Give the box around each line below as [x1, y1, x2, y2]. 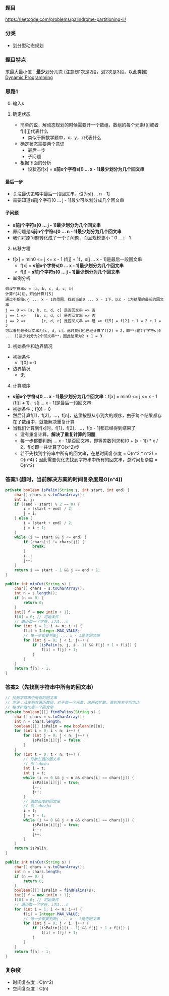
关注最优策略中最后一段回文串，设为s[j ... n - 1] [12, 191, 110, 197]
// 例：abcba [23, 761, 49, 766]
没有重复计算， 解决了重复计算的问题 [20, 431, 96, 437]
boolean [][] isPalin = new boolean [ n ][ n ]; [14, 723, 105, 729]
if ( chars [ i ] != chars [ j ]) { [23, 539, 85, 544]
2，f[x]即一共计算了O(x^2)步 [20, 444, 80, 450]
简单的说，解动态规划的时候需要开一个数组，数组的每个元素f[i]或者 [20, 122, 159, 128]
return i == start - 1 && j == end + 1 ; [14, 568, 100, 573]
